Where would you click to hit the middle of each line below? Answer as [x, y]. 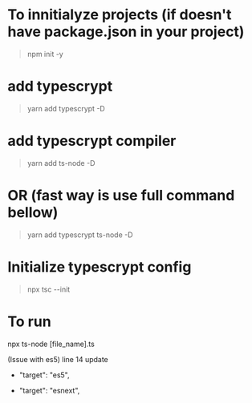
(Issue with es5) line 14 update [58, 359]
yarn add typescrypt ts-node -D [80, 235]
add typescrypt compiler [92, 141]
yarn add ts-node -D [61, 163]
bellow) [33, 212]
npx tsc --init [49, 289]
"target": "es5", [44, 375]
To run [29, 321]
